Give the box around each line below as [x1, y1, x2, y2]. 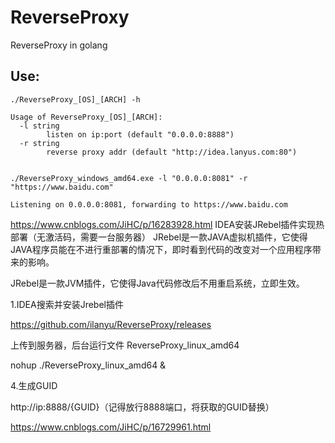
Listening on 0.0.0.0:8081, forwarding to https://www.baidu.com [10, 199, 288, 210]
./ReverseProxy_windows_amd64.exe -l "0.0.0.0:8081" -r [10, 173, 248, 183]
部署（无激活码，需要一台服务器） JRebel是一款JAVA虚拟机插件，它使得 [10, 231, 308, 243]
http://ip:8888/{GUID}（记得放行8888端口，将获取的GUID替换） [10, 401, 275, 413]
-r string [19, 138, 60, 148]
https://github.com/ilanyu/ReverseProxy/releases [10, 318, 212, 330]
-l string [19, 121, 60, 131]
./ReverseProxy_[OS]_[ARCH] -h [10, 94, 141, 105]
